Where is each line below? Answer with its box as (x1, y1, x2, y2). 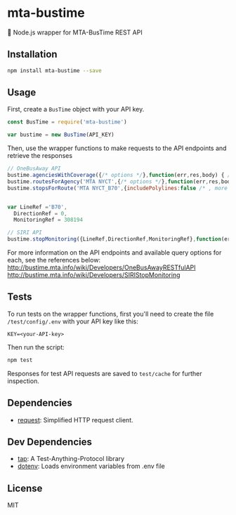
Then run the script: (7, 342, 65, 352)
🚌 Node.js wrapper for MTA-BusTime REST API (7, 28, 143, 36)
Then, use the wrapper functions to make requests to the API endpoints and (7, 144, 227, 152)
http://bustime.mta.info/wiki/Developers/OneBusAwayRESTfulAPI (7, 263, 196, 272)
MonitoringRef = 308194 (13, 216, 83, 224)
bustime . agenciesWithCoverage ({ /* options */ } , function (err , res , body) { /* (7, 172, 234, 179)
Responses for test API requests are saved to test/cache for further (7, 369, 202, 377)
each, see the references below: (7, 256, 100, 265)
